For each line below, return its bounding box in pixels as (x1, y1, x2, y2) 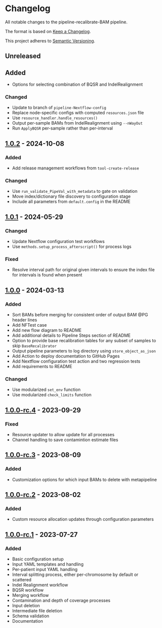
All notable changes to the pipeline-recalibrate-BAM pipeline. (5, 19, 128, 25)
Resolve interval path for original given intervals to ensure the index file (12, 267, 155, 273)
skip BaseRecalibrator (12, 343, 57, 349)
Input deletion (12, 603, 40, 609)
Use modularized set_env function (12, 387, 81, 392)
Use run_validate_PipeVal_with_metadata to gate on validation (12, 188, 138, 194)
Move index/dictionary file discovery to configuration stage (12, 193, 131, 200)
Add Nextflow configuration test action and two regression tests (12, 358, 141, 364)
